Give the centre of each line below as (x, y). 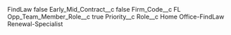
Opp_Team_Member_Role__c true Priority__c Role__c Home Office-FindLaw (116, 16)
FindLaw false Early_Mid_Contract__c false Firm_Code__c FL (94, 9)
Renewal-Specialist (35, 24)
